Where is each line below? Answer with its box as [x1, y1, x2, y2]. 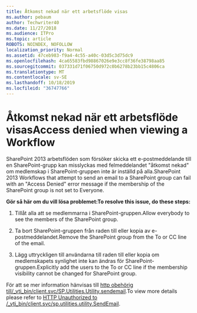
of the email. [14, 239, 45, 246]
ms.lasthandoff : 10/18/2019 [6, 80, 75, 86]
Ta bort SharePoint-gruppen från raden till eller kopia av [14, 227, 150, 234]
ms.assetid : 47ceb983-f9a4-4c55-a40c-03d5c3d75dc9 [6, 52, 133, 58]
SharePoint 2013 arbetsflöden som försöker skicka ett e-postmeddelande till [6, 155, 192, 162]
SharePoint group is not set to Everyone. [6, 186, 104, 193]
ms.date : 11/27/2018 [6, 25, 57, 31]
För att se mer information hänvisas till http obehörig [6, 281, 134, 288]
